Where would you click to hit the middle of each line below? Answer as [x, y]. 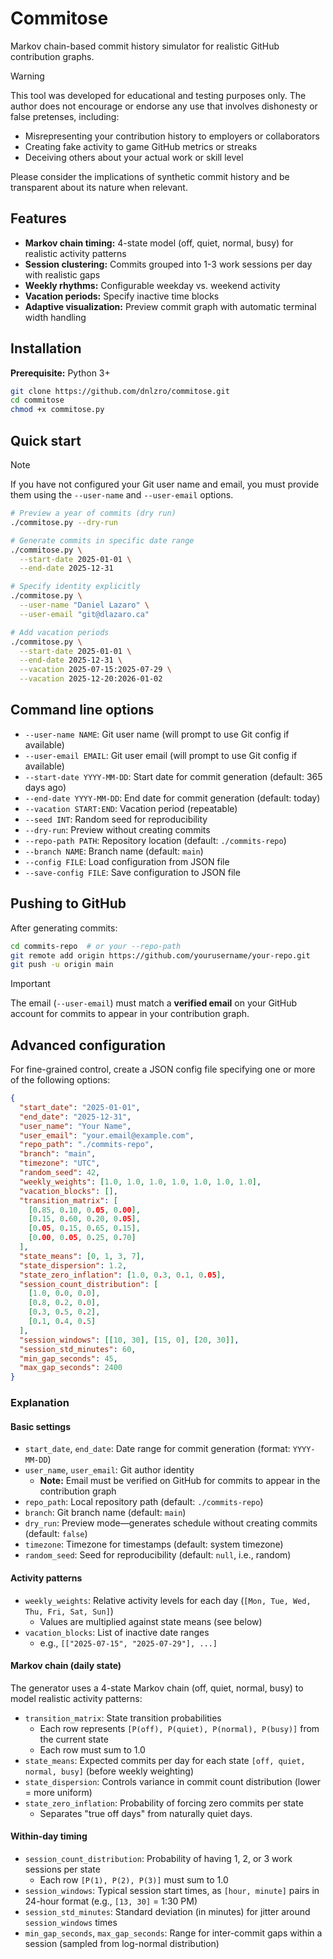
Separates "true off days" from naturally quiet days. [146, 1813]
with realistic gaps [62, 274]
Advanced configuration [88, 1045]
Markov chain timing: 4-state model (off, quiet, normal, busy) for [159, 243]
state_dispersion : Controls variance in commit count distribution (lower [172, 1781]
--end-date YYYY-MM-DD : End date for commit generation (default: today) [172, 798]
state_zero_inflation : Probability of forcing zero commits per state [164, 1803]
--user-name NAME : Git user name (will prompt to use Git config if [157, 734]
